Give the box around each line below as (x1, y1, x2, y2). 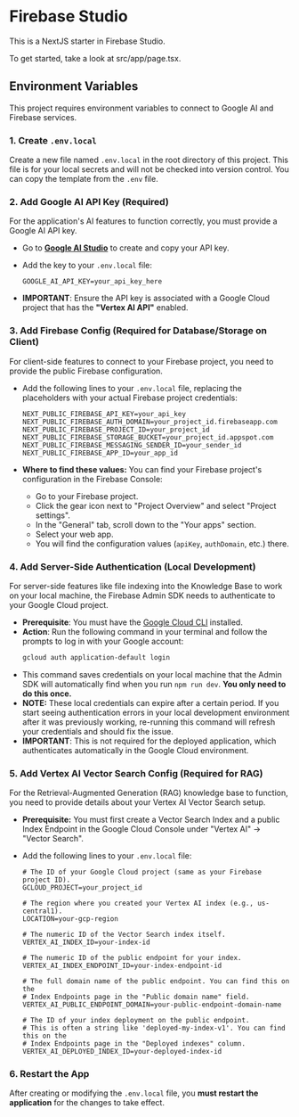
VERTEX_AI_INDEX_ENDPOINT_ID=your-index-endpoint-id (21, 961, 222, 971)
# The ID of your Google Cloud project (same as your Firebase (21, 867, 263, 877)
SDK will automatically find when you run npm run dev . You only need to (21, 678, 287, 689)
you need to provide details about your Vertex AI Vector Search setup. (9, 797, 266, 808)
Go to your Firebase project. (35, 490, 139, 501)
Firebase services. (9, 111, 77, 122)
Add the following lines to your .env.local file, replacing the (21, 382, 242, 393)
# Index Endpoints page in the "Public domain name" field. (21, 992, 250, 1002)
